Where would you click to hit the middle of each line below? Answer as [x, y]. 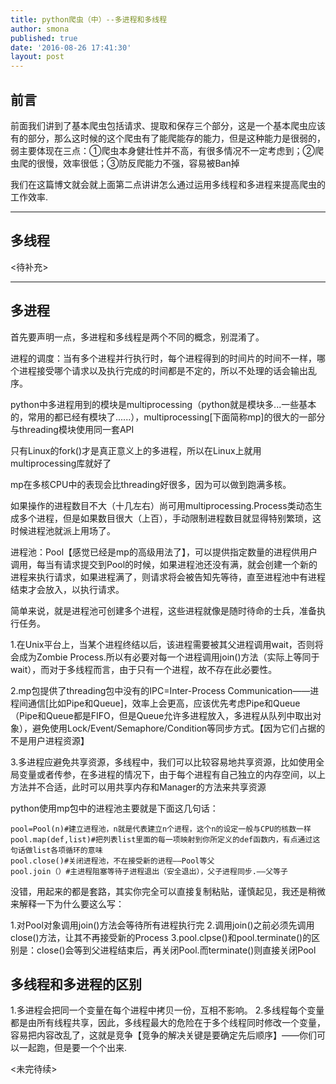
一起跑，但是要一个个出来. [73, 1048]
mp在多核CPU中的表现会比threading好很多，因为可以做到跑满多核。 [151, 484]
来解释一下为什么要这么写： [67, 903]
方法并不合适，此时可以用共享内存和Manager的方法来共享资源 [138, 787]
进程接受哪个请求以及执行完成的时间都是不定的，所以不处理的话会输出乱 [167, 370]
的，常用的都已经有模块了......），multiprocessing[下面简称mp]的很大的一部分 [168, 417]
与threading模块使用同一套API [72, 429]
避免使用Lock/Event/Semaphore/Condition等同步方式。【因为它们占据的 [178, 728]
